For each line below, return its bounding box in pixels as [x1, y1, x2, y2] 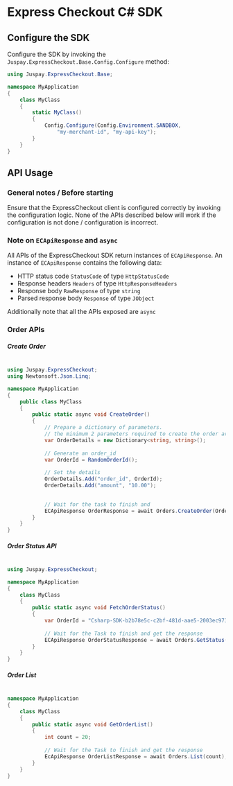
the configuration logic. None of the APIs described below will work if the [7, 211, 216, 219]
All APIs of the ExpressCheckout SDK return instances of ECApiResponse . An [7, 251, 223, 260]
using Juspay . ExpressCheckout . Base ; [7, 71, 113, 78]
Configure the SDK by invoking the [7, 50, 106, 58]
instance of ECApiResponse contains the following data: [7, 259, 162, 267]
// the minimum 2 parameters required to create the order [44, 430, 218, 437]
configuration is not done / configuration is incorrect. [7, 218, 158, 227]
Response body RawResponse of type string [17, 287, 141, 295]
